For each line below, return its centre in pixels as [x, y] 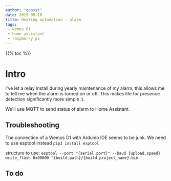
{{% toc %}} [18, 53]
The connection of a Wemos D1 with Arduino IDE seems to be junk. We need [86, 137]
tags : [11, 24]
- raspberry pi [24, 39]
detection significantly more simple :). [45, 99]
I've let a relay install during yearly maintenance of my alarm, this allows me [85, 88]
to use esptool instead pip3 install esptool [52, 143]
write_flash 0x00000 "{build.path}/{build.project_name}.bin [72, 158]
